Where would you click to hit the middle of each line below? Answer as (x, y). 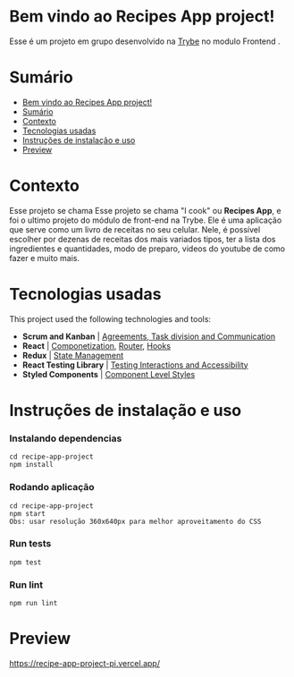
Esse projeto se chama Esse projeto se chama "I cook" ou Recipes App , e (145, 210)
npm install (31, 465)
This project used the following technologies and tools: (110, 318)
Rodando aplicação (52, 487)
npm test (25, 562)
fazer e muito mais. (45, 258)
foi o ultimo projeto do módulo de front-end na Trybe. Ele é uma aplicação (146, 220)
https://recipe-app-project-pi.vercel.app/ (85, 664)
